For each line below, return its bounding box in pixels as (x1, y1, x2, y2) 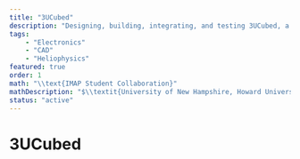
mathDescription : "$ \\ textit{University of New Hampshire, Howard (9, 87, 262, 96)
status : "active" (9, 95, 74, 105)
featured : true (9, 63, 66, 72)
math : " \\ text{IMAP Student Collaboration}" (9, 79, 178, 88)
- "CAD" (25, 46, 54, 55)
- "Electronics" (25, 37, 87, 47)
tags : (9, 29, 29, 38)
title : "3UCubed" (9, 12, 74, 22)
